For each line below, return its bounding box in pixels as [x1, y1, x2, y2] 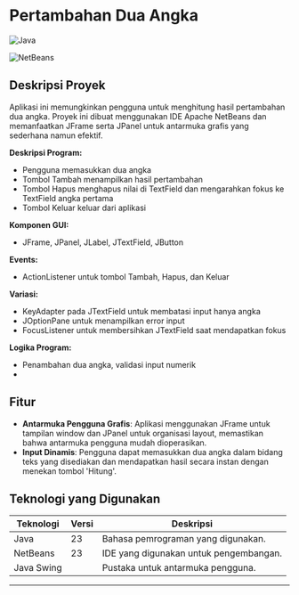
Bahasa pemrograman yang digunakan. [101, 533, 266, 545]
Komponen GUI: [9, 219, 69, 230]
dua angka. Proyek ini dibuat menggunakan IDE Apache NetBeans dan [9, 110, 267, 121]
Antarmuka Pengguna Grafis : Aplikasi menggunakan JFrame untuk [21, 418, 271, 428]
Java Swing [13, 562, 62, 575]
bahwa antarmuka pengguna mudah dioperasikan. [21, 437, 207, 448]
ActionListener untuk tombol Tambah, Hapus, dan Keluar [21, 271, 230, 281]
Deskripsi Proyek [9, 77, 106, 94]
